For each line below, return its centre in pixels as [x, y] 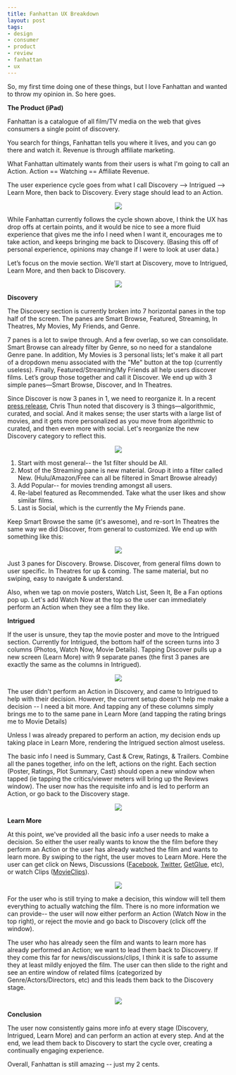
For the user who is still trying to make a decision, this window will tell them [116, 899]
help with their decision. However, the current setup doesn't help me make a [118, 699]
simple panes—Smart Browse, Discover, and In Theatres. [90, 385]
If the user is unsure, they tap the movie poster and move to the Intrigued [113, 634]
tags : [15, 27]
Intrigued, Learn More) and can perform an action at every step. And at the [116, 1035]
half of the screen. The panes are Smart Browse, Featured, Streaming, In [113, 318]
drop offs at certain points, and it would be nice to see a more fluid [104, 227]
